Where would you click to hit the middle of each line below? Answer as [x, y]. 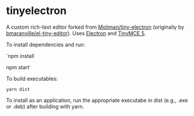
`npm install [20, 56]
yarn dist [18, 89]
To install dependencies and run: [46, 45]
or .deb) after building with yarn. [45, 106]
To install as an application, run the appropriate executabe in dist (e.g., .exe [97, 100]
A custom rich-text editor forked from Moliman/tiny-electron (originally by [95, 27]
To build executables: [32, 79]
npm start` [19, 67]
